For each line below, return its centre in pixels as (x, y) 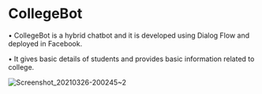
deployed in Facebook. (45, 43)
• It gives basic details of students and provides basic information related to (131, 59)
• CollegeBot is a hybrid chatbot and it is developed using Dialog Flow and (129, 35)
